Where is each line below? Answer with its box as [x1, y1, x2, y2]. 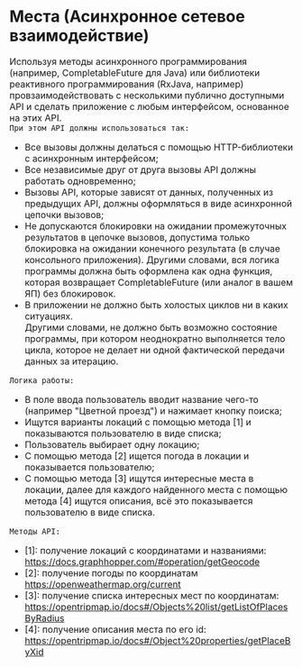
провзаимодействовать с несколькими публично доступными [9, 88, 285, 101]
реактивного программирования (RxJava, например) [9, 78, 244, 90]
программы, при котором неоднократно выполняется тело [24, 332, 286, 344]
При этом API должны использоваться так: [9, 123, 190, 132]
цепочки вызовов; [24, 208, 105, 221]
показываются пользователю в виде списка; [24, 426, 223, 439]
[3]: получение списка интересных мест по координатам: [24, 589, 279, 601]
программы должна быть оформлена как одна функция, [24, 264, 273, 277]
